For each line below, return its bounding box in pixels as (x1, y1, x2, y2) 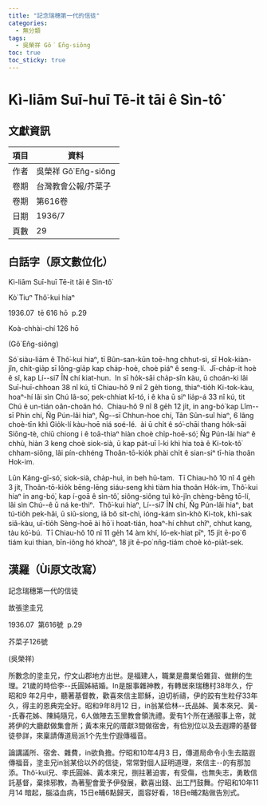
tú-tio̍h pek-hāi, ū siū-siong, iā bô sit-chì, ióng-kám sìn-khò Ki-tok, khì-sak (8, 508, 253, 518)
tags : (8, 34, 26, 42)
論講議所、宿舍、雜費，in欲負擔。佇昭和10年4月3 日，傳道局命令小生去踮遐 (8, 747, 256, 757)
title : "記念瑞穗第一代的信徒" (8, 11, 100, 20)
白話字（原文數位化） (8, 255, 113, 269)
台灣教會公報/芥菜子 (36, 181, 112, 192)
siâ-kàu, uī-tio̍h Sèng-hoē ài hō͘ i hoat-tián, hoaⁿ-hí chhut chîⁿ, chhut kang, (8, 518, 253, 528)
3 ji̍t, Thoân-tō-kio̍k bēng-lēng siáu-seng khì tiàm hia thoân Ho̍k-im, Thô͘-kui (8, 482, 258, 492)
